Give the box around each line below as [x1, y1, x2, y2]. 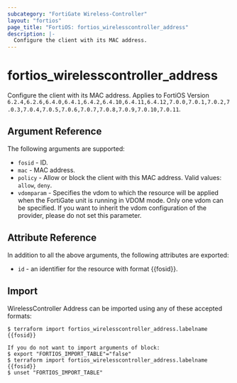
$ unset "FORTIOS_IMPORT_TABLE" [7, 369, 103, 376]
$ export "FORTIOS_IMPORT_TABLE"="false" [7, 350, 132, 357]
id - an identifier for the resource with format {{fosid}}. [17, 264, 178, 273]
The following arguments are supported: [7, 144, 126, 153]
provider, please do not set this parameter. [17, 211, 142, 219]
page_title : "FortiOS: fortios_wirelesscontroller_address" [7, 23, 189, 31]
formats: [7, 311, 32, 320]
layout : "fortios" [7, 17, 62, 24]
